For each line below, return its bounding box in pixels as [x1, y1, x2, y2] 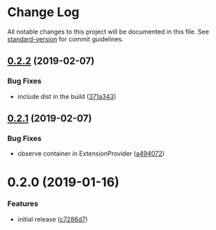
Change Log [7, 4, 80, 20]
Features [7, 199, 39, 209]
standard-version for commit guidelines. [7, 34, 124, 43]
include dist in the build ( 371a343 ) [17, 92, 117, 100]
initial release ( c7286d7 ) [17, 215, 88, 223]
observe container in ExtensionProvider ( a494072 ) [17, 149, 165, 158]
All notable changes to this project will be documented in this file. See [7, 27, 210, 36]
